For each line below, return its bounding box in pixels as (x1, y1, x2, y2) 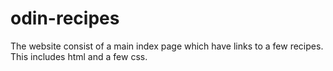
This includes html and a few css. (10, 50, 148, 62)
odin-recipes (10, 7, 120, 30)
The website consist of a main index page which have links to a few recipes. (10, 40, 324, 52)
